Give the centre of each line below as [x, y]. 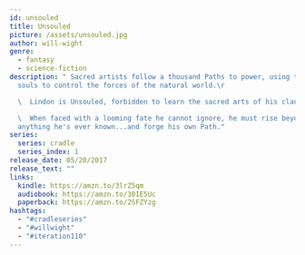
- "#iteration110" [53, 236]
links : [22, 177]
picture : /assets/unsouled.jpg [69, 34]
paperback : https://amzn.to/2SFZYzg [87, 202]
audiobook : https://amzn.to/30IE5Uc [87, 194]
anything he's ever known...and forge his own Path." [121, 127]
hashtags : [28, 211]
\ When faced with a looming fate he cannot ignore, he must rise [148, 118]
